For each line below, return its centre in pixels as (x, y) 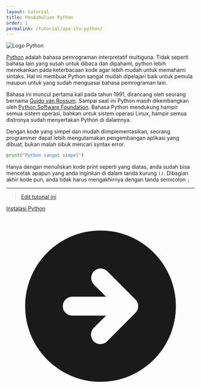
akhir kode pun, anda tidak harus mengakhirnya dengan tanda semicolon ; (98, 180)
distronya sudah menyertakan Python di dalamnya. (69, 120)
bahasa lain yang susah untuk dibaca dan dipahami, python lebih (86, 64)
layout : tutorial (28, 12)
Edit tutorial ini (39, 197)
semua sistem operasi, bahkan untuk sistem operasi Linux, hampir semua (97, 114)
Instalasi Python (26, 208)
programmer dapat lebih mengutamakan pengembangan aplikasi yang (93, 138)
